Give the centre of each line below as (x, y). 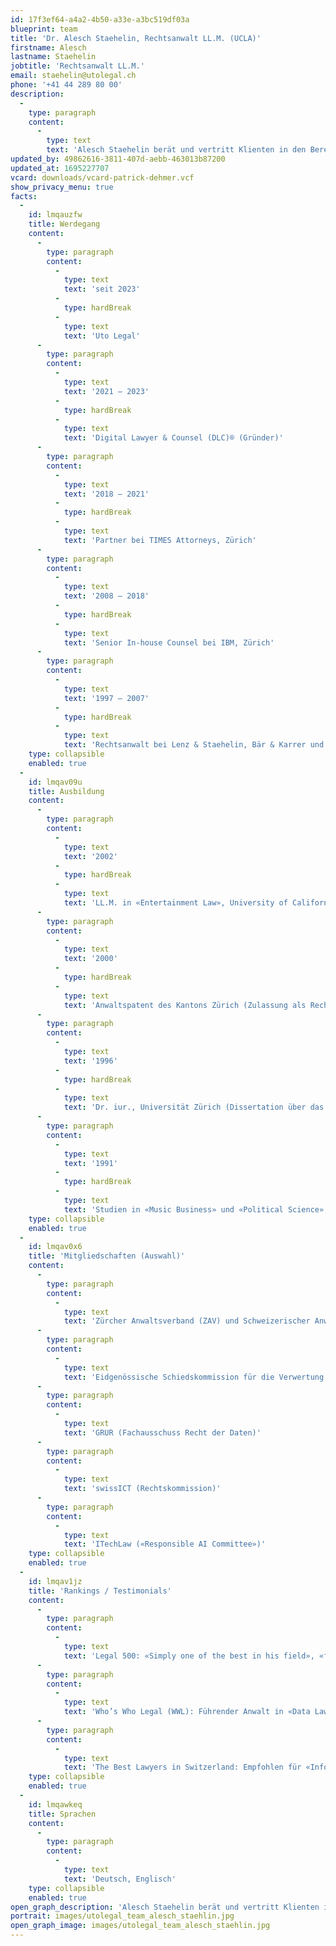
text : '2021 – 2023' (106, 391)
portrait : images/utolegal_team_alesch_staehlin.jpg (122, 1916)
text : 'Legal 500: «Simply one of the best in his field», (189, 1656)
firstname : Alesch (48, 47)
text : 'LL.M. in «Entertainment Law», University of (175, 903)
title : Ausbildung (66, 791)
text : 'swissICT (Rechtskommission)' (142, 1489)
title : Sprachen (62, 1814)
